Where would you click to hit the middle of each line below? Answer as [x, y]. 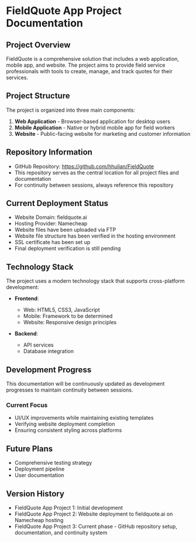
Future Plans [30, 449]
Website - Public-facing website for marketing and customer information [102, 133]
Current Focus [27, 405]
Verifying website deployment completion [65, 424]
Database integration [49, 351]
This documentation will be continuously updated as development [85, 384]
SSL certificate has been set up [52, 242]
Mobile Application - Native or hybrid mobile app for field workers [95, 128]
